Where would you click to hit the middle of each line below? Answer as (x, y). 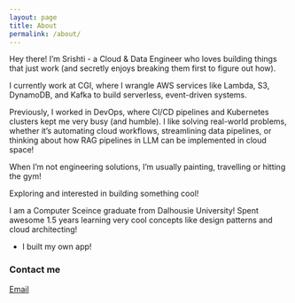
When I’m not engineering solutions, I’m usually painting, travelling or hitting (147, 167)
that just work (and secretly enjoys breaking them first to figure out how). (143, 68)
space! (22, 150)
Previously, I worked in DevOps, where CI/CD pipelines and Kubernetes (139, 113)
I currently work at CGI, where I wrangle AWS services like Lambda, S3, (140, 86)
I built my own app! (57, 247)
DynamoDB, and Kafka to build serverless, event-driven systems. (128, 95)
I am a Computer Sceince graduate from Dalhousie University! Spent (134, 211)
